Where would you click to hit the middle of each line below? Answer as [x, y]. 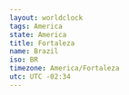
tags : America [36, 26]
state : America [38, 34]
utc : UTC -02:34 [40, 77]
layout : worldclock [46, 18]
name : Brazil [34, 52]
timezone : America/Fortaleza [64, 69]
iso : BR [24, 60]
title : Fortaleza [42, 43]
